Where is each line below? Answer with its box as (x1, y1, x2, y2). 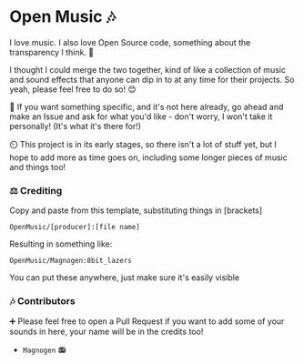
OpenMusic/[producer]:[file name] (9, 223, 141, 232)
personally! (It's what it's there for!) (9, 120, 142, 131)
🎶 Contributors (9, 295, 76, 308)
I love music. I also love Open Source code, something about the (9, 36, 251, 47)
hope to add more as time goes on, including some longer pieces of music (9, 152, 289, 163)
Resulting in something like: (9, 238, 113, 249)
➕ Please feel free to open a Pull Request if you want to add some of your (9, 316, 285, 327)
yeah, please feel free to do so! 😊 (9, 84, 137, 95)
